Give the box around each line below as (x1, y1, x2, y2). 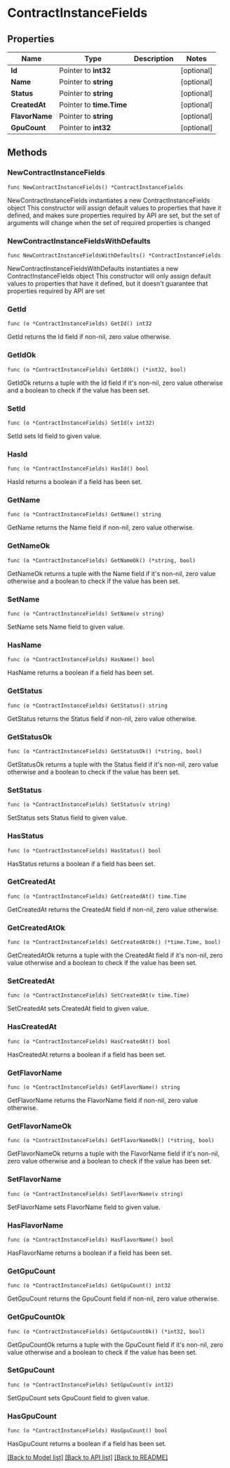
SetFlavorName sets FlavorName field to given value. (7, 1203, 161, 1211)
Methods (7, 146, 48, 159)
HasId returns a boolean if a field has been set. (7, 478, 142, 486)
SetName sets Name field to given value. (7, 623, 125, 631)
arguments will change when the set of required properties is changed (7, 218, 210, 226)
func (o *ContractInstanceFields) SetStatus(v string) (7, 801, 171, 808)
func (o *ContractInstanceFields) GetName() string (7, 511, 161, 518)
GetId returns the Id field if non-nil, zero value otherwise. (7, 333, 172, 341)
